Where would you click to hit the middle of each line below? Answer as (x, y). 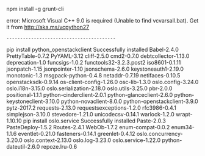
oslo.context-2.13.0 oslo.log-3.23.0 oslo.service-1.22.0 (92, 140)
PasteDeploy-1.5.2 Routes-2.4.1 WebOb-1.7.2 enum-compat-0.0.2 (88, 127)
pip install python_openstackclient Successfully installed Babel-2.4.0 (92, 49)
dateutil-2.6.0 (23, 147)
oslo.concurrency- (160, 134)
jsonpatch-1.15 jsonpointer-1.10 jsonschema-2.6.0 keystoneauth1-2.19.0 (95, 69)
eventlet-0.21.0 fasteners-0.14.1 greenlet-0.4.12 (77, 134)
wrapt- (185, 114)
